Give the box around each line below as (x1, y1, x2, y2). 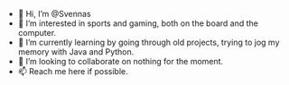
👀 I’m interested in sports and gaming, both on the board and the (17, 18, 259, 29)
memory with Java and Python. (17, 47, 135, 57)
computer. (17, 28, 57, 38)
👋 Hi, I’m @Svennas (17, 9, 92, 19)
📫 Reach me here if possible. (17, 66, 128, 76)
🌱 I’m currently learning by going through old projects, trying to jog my (17, 37, 280, 47)
